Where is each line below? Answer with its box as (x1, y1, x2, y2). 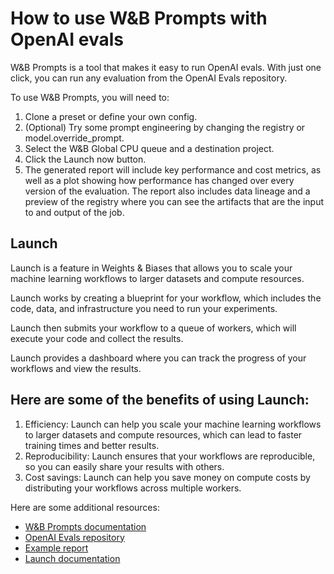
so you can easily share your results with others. (24, 460, 225, 472)
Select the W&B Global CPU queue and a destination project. (24, 142, 275, 154)
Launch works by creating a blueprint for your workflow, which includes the (10, 292, 322, 304)
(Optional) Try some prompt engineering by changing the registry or (24, 121, 306, 133)
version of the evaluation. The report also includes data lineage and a (24, 185, 311, 197)
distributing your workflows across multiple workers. (24, 482, 242, 494)
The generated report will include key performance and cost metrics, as (24, 163, 322, 176)
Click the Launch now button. (24, 153, 147, 165)
